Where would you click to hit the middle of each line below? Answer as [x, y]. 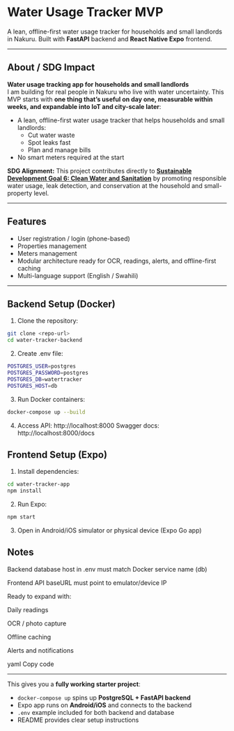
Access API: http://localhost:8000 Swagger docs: [88, 425]
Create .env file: [40, 354]
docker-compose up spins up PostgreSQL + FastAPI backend [104, 697]
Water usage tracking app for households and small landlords [98, 84]
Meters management [47, 253]
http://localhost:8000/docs [56, 433]
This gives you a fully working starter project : [74, 684]
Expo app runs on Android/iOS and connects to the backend [104, 705]
